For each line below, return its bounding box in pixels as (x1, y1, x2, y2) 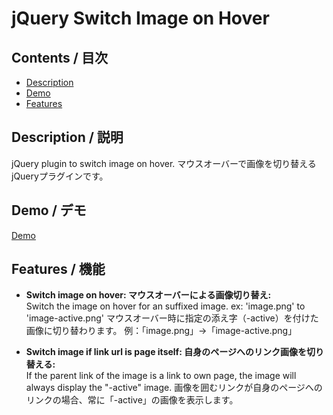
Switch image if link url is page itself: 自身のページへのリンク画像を (25, 346, 307, 358)
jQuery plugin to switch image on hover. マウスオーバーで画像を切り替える (11, 157, 317, 169)
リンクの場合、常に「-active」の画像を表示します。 (25, 394, 239, 406)
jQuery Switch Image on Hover (11, 7, 270, 30)
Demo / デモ (11, 202, 87, 219)
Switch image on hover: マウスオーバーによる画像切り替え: (25, 289, 272, 301)
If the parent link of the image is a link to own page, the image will (25, 370, 297, 382)
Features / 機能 (11, 261, 106, 278)
